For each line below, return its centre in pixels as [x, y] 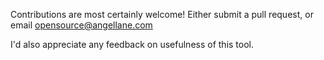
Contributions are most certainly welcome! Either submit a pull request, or [162, 14]
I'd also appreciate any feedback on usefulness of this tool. [132, 44]
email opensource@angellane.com [81, 25]
